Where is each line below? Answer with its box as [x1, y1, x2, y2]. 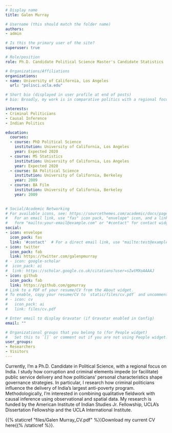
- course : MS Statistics [10, 154, 63, 159]
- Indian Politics [5, 120, 45, 126]
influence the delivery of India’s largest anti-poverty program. [5, 385, 135, 391]
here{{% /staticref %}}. [5, 422, 55, 428]
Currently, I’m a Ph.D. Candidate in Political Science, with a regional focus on [5, 363, 167, 369]
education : [5, 130, 29, 135]
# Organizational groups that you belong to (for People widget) [5, 330, 147, 335]
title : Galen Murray [5, 12, 50, 17]
